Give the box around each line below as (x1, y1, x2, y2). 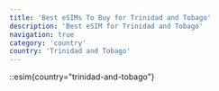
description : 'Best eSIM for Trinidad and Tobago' (9, 22, 204, 31)
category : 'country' (9, 38, 87, 48)
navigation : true (9, 30, 75, 39)
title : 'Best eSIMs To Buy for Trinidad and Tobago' (9, 13, 212, 23)
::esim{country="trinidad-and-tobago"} (9, 71, 155, 82)
